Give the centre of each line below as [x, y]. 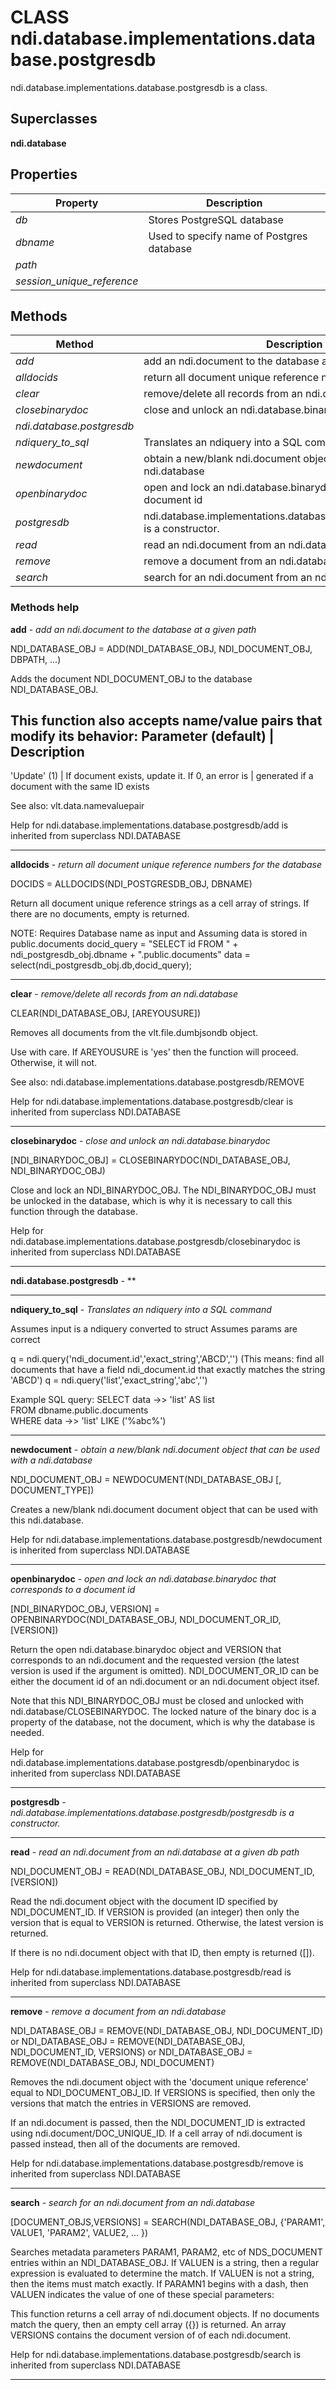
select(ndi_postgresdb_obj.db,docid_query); [101, 965]
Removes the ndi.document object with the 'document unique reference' [159, 2082]
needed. [27, 1733]
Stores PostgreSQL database [216, 219]
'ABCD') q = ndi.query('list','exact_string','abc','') [109, 1380]
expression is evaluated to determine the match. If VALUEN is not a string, [162, 2273]
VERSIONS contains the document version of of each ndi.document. [151, 2335]
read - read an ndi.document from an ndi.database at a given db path [155, 1852]
